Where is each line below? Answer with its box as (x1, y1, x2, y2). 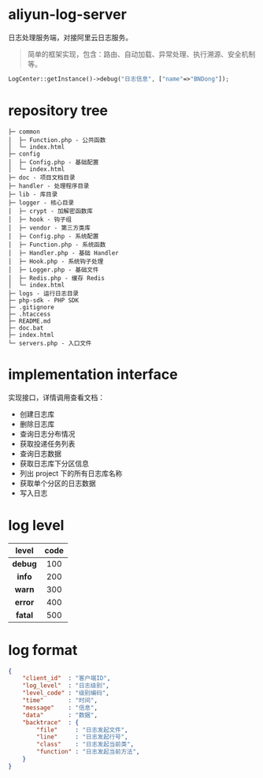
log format (8, 641, 78, 659)
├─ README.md (8, 317, 51, 325)
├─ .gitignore (8, 303, 55, 311)
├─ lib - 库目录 (8, 190, 58, 198)
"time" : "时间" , (22, 697, 98, 705)
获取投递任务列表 (19, 439, 76, 448)
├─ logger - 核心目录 (8, 199, 75, 207)
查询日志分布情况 (19, 428, 76, 439)
